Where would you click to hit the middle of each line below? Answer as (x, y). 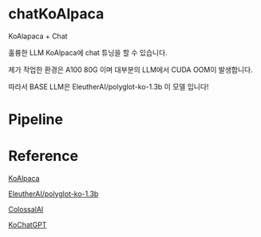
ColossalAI (26, 210)
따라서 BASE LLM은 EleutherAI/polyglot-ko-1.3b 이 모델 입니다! (109, 86)
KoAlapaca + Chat (38, 36)
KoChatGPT (28, 225)
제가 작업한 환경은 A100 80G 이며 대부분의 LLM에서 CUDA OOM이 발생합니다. (130, 70)
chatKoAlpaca (56, 14)
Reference (43, 156)
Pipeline (36, 120)
